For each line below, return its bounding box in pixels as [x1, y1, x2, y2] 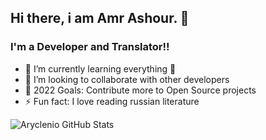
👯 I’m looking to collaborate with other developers [24, 73, 230, 85]
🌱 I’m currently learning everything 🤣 [24, 62, 177, 75]
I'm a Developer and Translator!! [10, 40, 170, 54]
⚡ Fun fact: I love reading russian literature [24, 95, 200, 107]
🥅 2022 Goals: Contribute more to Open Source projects [24, 84, 257, 96]
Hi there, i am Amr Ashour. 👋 [10, 10, 190, 27]
